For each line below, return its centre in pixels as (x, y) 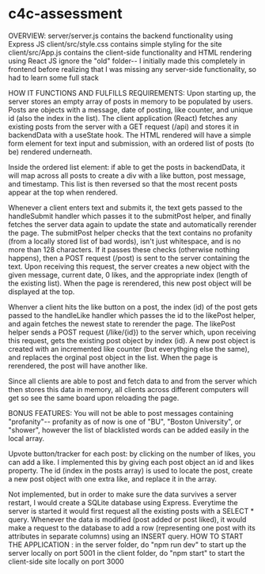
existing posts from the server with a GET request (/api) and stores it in (124, 127)
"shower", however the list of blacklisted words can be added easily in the (129, 430)
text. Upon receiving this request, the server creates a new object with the (129, 266)
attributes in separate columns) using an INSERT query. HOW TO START (126, 536)
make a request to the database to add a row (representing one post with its (132, 527)
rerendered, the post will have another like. (78, 365)
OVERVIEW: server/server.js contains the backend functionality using (121, 36)
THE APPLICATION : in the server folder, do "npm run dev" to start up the (127, 544)
